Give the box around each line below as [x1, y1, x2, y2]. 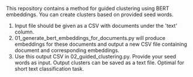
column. [14, 28, 35, 35]
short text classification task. [14, 65, 84, 72]
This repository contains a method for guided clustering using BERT [6, 5, 170, 12]
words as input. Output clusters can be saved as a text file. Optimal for [14, 59, 184, 66]
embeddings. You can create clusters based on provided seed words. [6, 11, 174, 18]
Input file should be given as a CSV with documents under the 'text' [14, 23, 177, 29]
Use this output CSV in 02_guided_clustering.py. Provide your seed [14, 53, 177, 60]
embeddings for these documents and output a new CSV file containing [14, 41, 187, 47]
